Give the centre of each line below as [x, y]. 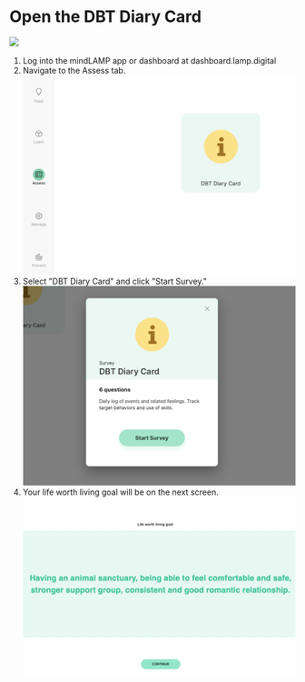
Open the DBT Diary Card [106, 17]
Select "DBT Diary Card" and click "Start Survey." [114, 281]
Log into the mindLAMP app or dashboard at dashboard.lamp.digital [149, 60]
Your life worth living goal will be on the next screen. [121, 492]
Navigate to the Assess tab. [74, 70]
